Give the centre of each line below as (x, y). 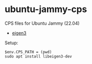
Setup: (11, 43)
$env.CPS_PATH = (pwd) (28, 52)
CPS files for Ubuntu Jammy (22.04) (42, 23)
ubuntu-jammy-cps (46, 9)
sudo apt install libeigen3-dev (38, 56)
